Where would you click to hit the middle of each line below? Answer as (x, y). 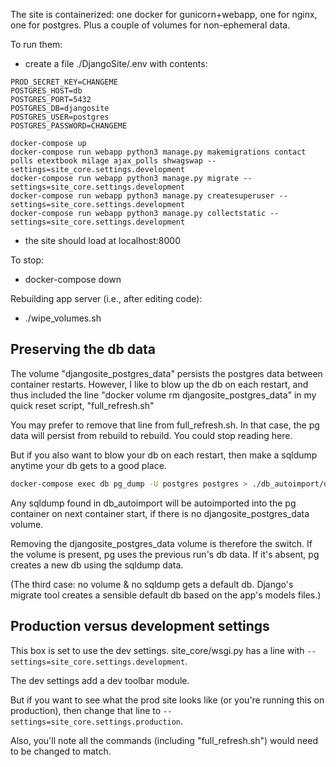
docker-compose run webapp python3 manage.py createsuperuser (142, 196)
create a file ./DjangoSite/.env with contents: (116, 63)
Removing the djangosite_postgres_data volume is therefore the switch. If (161, 543)
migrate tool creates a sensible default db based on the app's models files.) (166, 595)
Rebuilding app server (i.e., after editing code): (106, 298)
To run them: (36, 44)
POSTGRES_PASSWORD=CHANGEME (69, 126)
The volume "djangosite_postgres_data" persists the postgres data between (166, 373)
